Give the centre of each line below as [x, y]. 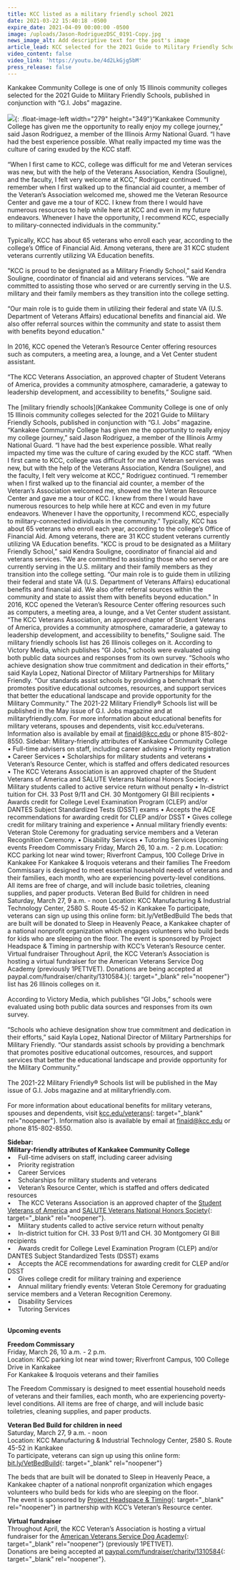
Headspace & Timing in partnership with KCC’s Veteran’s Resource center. [116, 946]
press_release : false [40, 67]
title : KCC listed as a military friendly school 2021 [91, 14]
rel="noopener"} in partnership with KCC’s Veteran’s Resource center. [110, 1507]
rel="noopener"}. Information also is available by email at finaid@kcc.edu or [119, 1120]
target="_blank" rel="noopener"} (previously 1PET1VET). [90, 1544]
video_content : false [40, 54]
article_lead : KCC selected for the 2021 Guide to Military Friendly [113, 47]
